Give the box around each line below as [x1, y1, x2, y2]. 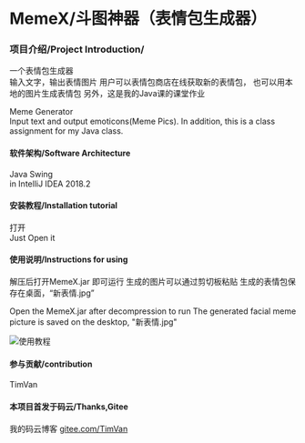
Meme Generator [9, 106, 74, 117]
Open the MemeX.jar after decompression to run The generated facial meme [9, 306, 297, 317]
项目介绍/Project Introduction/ [9, 43, 145, 55]
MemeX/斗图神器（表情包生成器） [9, 8, 267, 29]
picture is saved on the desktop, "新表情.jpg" [9, 317, 178, 327]
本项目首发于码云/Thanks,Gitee [9, 401, 129, 412]
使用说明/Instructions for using [9, 254, 128, 265]
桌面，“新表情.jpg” [25, 287, 95, 298]
